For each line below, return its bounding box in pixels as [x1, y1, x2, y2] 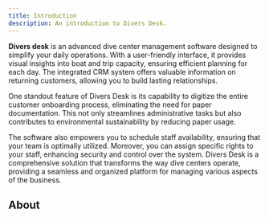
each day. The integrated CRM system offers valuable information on [8, 67, 237, 76]
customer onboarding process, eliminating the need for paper [8, 100, 212, 109]
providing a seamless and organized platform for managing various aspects [8, 166, 259, 176]
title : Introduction [8, 11, 78, 20]
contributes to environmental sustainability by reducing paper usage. [8, 117, 236, 126]
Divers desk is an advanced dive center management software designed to [8, 41, 258, 51]
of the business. [8, 174, 62, 185]
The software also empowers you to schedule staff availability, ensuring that [8, 132, 261, 141]
